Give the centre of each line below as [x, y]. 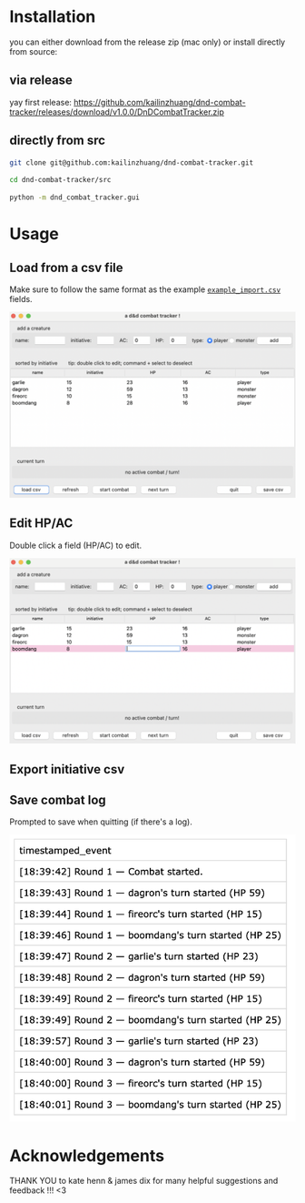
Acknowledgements [87, 1155]
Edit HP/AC [41, 524]
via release [41, 81]
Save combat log [58, 799]
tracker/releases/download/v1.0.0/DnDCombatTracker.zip [117, 112]
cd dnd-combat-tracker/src [60, 180]
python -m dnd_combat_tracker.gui [75, 197]
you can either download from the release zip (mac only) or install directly [148, 42]
